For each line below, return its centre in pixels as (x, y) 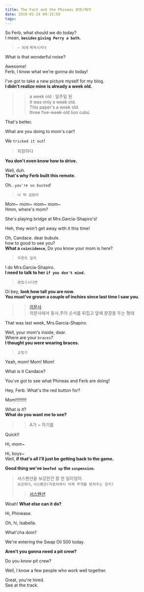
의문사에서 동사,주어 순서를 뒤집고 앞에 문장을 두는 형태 (82, 313)
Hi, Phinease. (18, 513)
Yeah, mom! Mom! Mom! (30, 362)
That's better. (19, 122)
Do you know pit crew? (28, 561)
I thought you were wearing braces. (42, 343)
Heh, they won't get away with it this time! (47, 228)
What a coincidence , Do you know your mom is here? (59, 248)
